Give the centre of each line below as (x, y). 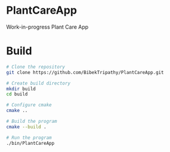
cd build (17, 94)
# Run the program (29, 138)
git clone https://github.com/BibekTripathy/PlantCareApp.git (85, 72)
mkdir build (21, 89)
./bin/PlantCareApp (30, 143)
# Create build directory (38, 83)
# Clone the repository (36, 67)
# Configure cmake (29, 105)
